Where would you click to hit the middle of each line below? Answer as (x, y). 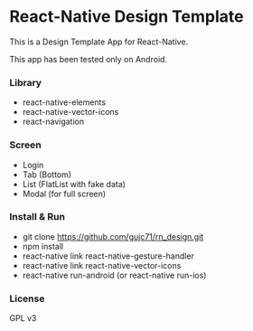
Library (26, 82)
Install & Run (37, 217)
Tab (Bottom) (47, 175)
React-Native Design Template (126, 17)
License (27, 298)
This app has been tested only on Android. (89, 59)
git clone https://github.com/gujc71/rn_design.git (113, 236)
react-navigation (53, 122)
